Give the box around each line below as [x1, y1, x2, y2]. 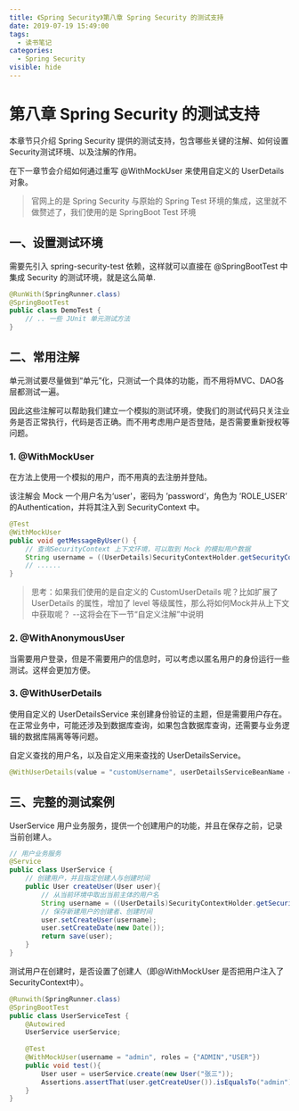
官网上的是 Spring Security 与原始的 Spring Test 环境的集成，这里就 [30, 195, 279, 206]
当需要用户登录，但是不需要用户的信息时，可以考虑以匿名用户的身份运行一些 [9, 653, 290, 664]
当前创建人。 [9, 831, 56, 842]
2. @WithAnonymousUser [9, 632, 125, 644]
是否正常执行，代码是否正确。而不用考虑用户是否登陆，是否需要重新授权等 [16, 416, 290, 427]
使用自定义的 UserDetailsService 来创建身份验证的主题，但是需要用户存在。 [9, 709, 287, 719]
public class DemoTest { [9, 306, 101, 315]
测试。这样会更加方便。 [9, 664, 95, 675]
